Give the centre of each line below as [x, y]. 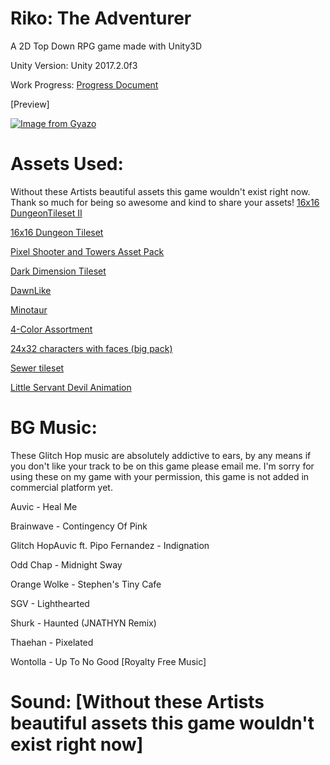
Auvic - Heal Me [44, 506]
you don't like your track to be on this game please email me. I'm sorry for [162, 466]
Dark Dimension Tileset [58, 271]
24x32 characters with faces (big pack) [91, 348]
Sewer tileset [37, 368]
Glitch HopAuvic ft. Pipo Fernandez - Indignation [110, 545]
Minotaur [29, 309]
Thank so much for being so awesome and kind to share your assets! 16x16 [165, 202]
